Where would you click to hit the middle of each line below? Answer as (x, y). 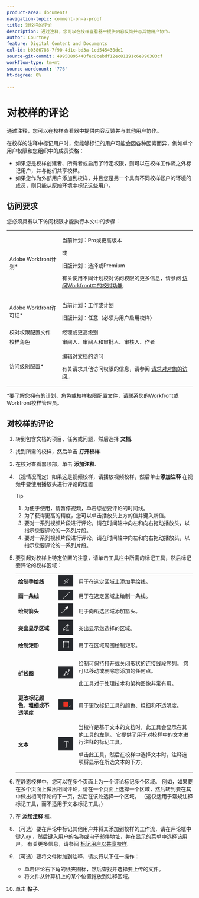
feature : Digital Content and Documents (57, 44)
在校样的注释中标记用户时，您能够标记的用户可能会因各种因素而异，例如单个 (100, 143)
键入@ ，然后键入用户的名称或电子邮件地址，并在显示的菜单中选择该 (99, 836)
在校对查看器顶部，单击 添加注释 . (56, 464)
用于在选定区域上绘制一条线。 (115, 596)
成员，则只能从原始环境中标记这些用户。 (64, 186)
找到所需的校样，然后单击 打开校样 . (58, 452)
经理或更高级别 (80, 333)
